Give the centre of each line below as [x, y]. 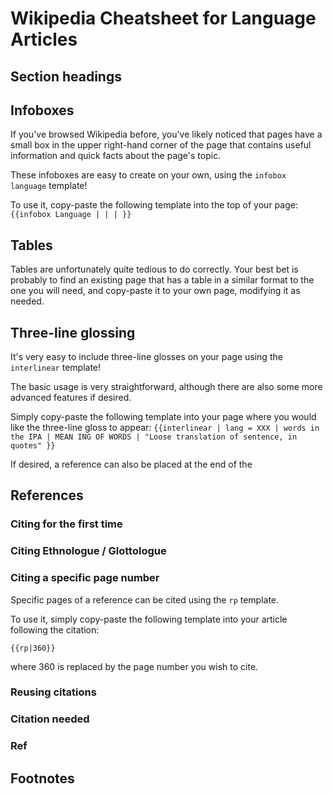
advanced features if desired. [71, 398]
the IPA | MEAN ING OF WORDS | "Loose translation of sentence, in [154, 437]
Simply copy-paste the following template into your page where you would [163, 417]
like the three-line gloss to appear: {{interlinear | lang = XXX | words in [165, 428]
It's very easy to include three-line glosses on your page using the [146, 357]
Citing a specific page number [85, 578]
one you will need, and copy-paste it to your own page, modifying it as [155, 291]
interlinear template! [56, 368]
